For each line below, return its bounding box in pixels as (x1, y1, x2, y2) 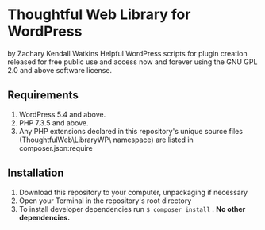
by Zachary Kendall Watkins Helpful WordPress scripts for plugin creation (7, 48, 248, 58)
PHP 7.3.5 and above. (18, 117, 89, 128)
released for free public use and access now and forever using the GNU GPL (7, 57, 258, 67)
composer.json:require (18, 143, 93, 152)
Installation (7, 167, 64, 180)
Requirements (7, 89, 79, 102)
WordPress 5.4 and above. (18, 109, 106, 119)
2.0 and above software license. (7, 65, 113, 75)
